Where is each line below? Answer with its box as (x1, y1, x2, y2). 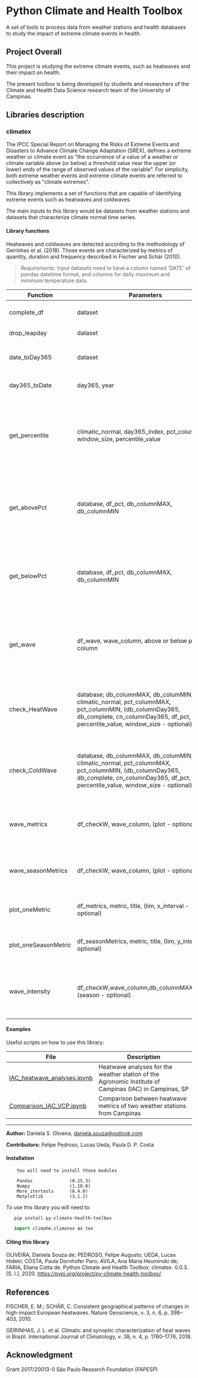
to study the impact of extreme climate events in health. (6, 29, 141, 37)
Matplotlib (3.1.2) (16, 1194, 88, 1199)
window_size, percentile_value (77, 435, 161, 443)
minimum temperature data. (20, 277, 88, 284)
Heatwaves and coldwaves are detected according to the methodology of (6, 240, 185, 247)
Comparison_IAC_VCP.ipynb (9, 1102, 87, 1110)
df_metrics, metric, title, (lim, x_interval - (77, 901, 190, 910)
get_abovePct (9, 503, 47, 511)
